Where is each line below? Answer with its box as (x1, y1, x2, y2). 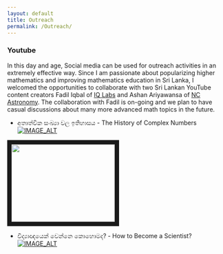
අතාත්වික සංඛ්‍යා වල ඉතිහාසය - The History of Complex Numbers (17, 118, 198, 127)
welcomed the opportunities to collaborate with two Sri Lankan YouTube (7, 83, 211, 92)
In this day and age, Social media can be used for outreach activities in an (7, 61, 217, 70)
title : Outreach (7, 17, 54, 23)
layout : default (7, 10, 54, 17)
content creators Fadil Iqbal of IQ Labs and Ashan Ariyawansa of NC (7, 90, 201, 98)
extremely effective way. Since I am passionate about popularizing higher (7, 68, 215, 76)
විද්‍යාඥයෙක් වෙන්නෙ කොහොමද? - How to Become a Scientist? (17, 231, 192, 240)
